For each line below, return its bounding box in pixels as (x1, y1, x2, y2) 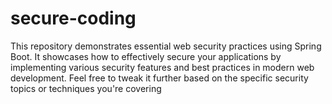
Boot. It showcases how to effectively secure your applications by (10, 50, 282, 62)
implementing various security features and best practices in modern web (10, 61, 315, 73)
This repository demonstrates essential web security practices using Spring (10, 40, 322, 52)
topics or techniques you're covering (10, 82, 162, 94)
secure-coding (10, 7, 137, 30)
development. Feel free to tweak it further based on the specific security (10, 72, 309, 84)
